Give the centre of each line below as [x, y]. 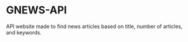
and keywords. [24, 32]
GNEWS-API [37, 10]
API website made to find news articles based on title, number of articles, [94, 26]
